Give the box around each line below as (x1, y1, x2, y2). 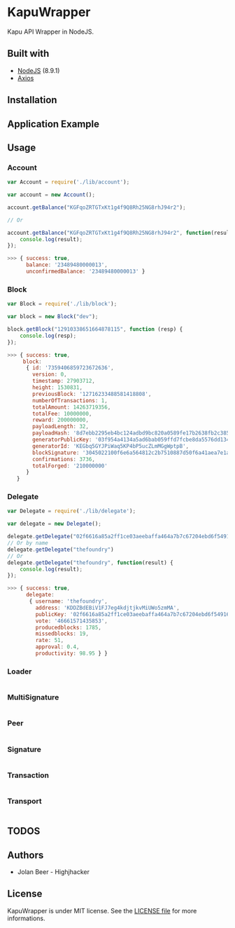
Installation (7, 94, 57, 106)
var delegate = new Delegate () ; (7, 520, 101, 528)
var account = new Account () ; (7, 191, 96, 198)
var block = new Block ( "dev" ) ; (7, 313, 99, 320)
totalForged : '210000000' (32, 462, 108, 470)
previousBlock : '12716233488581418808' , (32, 390, 152, 397)
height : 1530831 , (32, 384, 83, 391)
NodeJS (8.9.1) (17, 66, 60, 74)
